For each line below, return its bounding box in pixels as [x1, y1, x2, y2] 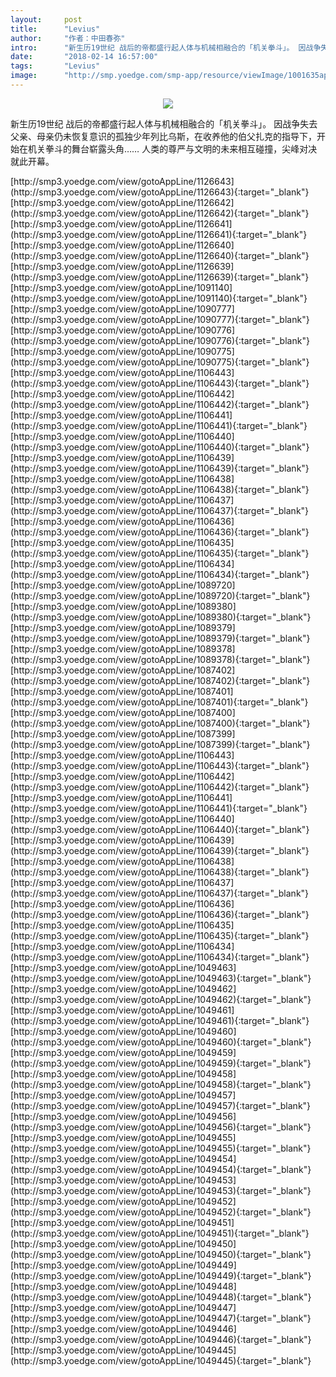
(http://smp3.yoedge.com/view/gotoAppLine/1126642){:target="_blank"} [10, 207, 310, 219]
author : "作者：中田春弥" [10, 33, 126, 43]
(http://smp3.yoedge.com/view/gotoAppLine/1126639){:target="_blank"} [10, 271, 310, 283]
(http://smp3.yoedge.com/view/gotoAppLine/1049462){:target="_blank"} [10, 993, 312, 1005]
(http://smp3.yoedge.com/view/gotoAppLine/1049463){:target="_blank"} [10, 972, 312, 984]
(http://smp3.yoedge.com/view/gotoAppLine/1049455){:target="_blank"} [10, 1142, 312, 1154]
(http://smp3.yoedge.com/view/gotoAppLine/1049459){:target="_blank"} [10, 1057, 312, 1069]
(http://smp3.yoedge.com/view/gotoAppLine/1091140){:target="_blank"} [10, 292, 308, 304]
